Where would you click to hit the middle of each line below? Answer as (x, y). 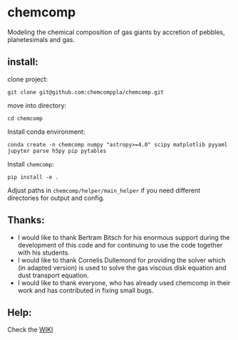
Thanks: (26, 220)
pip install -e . (33, 177)
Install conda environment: (46, 132)
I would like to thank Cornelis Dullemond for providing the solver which (121, 260)
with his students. (43, 253)
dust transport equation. (53, 275)
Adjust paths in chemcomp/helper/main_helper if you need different (104, 190)
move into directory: (37, 105)
